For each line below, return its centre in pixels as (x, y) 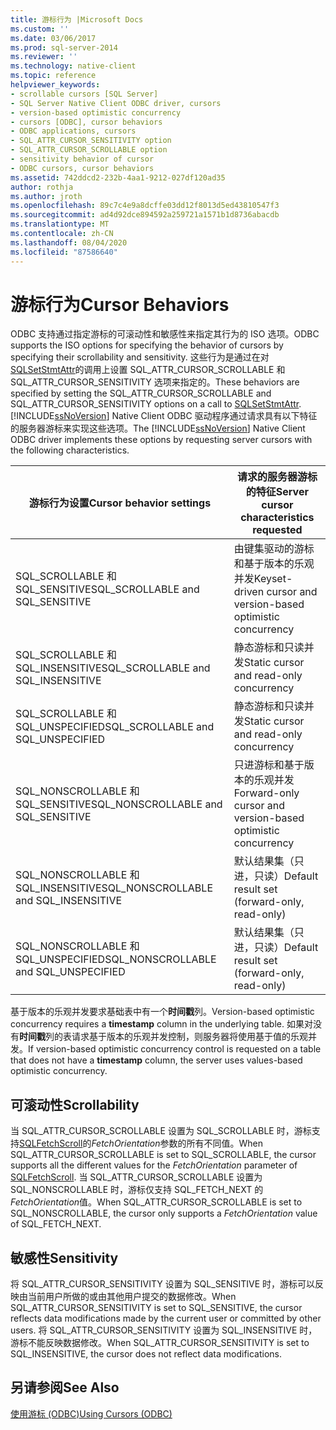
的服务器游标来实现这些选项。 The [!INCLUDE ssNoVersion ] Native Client (158, 428)
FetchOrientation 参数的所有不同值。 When (177, 1143)
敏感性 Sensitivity (64, 1257)
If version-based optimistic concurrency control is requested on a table (175, 1049)
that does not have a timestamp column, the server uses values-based (156, 1060)
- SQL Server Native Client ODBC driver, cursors (116, 103)
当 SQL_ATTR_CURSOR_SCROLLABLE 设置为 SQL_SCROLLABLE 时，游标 (161, 1131)
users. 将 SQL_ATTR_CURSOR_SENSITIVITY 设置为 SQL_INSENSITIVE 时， (164, 1330)
